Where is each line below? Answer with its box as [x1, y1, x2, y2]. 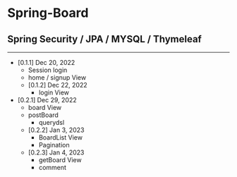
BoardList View [38, 133, 83, 142]
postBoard [28, 111, 59, 119]
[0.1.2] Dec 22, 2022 [28, 81, 88, 89]
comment [38, 164, 67, 171]
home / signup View [28, 73, 87, 82]
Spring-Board [7, 5, 89, 21]
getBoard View [38, 156, 83, 164]
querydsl [38, 118, 65, 126]
